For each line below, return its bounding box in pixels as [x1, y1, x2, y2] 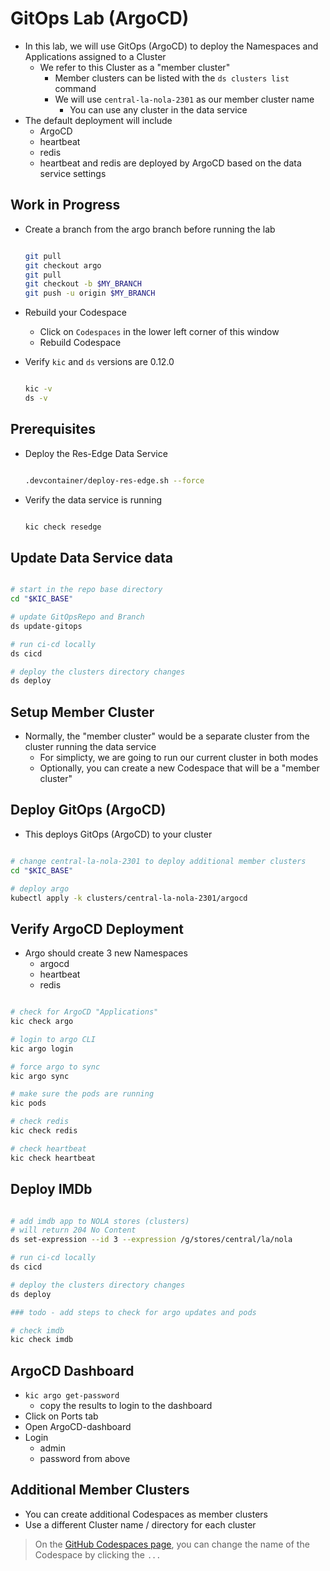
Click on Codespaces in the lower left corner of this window [39, 326, 280, 338]
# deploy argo [10, 883, 70, 894]
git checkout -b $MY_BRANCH [24, 279, 142, 289]
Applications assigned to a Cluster [24, 50, 167, 62]
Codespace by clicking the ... [34, 1548, 162, 1561]
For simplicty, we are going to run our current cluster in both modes [39, 752, 319, 764]
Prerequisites [10, 421, 96, 438]
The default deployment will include [24, 114, 173, 126]
